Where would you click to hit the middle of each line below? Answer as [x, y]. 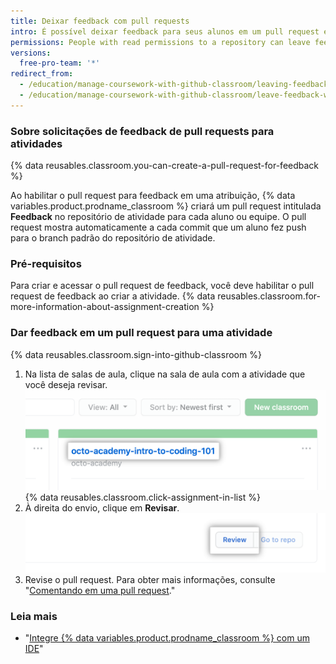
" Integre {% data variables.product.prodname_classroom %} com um [167, 638]
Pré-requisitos [46, 263]
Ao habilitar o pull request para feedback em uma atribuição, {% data [153, 196]
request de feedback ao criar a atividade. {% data [113, 296]
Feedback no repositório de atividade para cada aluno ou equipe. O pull [158, 217]
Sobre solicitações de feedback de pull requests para [142, 131]
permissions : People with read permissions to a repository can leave [160, 42]
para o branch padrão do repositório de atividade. [113, 238]
